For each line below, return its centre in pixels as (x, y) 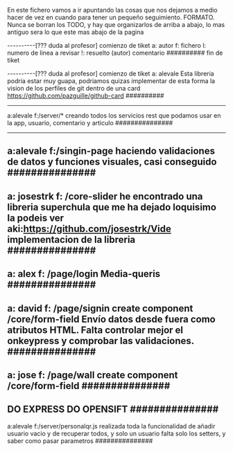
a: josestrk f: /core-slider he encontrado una (105, 196)
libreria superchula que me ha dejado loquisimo (112, 207)
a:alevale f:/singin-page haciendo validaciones (111, 151)
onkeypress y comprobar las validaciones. (101, 341)
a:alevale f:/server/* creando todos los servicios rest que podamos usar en (114, 116)
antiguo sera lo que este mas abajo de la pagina (76, 32)
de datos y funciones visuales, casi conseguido (112, 162)
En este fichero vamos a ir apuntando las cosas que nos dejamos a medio (112, 10)
